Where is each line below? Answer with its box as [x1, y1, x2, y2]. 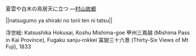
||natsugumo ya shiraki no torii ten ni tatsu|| [5, 17, 113, 24]
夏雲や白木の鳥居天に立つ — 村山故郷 [5, 5, 96, 12]
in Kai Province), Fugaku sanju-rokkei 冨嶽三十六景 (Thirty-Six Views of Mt [5, 37, 189, 43]
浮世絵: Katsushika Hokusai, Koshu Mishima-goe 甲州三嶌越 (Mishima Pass [5, 29, 190, 36]
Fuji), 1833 [5, 43, 31, 50]
